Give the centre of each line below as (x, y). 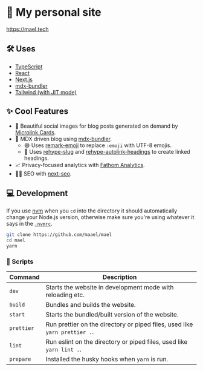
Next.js (24, 79)
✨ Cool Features (37, 111)
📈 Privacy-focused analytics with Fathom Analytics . (80, 165)
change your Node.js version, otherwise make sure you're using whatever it (100, 217)
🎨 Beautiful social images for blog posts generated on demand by (96, 126)
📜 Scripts (20, 261)
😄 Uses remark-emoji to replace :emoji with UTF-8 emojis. (98, 145)
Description (120, 277)
